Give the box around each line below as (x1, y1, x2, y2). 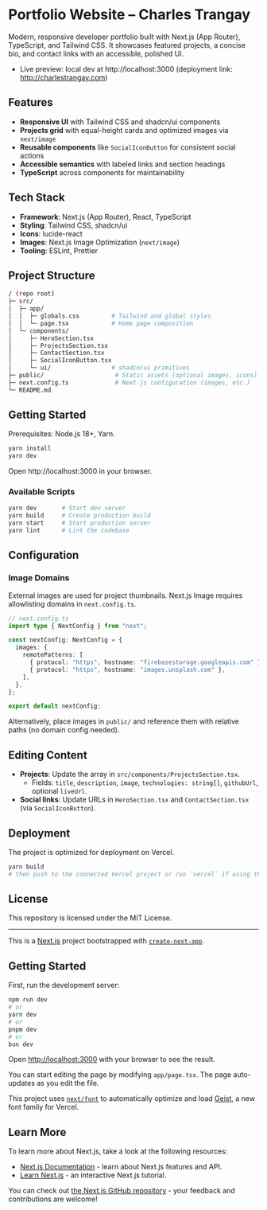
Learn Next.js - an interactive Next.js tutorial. (19, 1170, 167, 1180)
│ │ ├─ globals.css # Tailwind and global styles (8, 312, 212, 320)
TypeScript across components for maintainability (19, 167, 185, 177)
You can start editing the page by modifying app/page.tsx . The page (8, 1070, 232, 1079)
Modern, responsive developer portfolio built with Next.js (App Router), (8, 32, 241, 41)
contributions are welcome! (8, 1194, 98, 1204)
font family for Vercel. (8, 1103, 79, 1112)
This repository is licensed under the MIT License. (8, 913, 172, 923)
